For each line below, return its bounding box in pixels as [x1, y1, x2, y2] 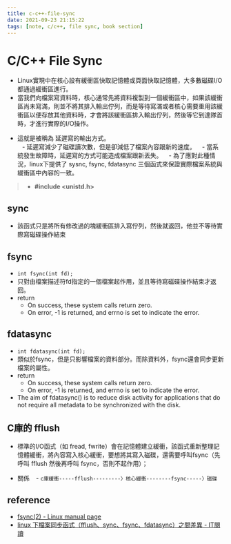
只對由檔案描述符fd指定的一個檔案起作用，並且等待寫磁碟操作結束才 [17, 277, 211, 285]
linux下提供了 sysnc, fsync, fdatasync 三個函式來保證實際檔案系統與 [29, 160, 223, 168]
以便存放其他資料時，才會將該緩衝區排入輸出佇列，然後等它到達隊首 [29, 111, 223, 119]
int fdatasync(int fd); [17, 348, 86, 355]
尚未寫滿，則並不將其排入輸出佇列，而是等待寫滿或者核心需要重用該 [23, 102, 217, 110]
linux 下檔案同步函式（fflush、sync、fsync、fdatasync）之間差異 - [17, 521, 208, 529]
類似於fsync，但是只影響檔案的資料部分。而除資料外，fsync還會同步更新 [17, 355, 224, 363]
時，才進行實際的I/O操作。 [17, 119, 93, 128]
